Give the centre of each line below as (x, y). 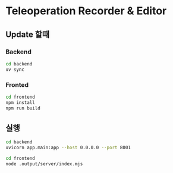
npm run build (23, 108)
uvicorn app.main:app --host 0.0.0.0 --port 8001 (68, 148)
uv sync (15, 70)
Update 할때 (28, 34)
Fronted (17, 84)
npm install (20, 102)
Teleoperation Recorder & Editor (86, 11)
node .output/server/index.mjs (44, 164)
